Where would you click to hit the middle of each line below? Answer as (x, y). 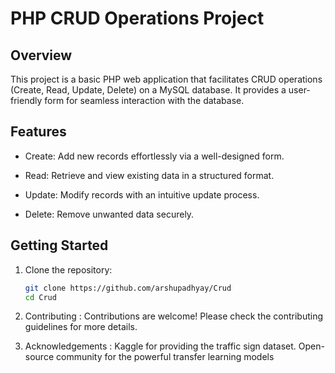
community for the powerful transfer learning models (165, 357)
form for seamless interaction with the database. (144, 100)
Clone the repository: (68, 269)
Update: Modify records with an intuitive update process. (142, 194)
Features (38, 132)
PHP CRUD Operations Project (137, 18)
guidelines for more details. (81, 327)
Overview (41, 55)
